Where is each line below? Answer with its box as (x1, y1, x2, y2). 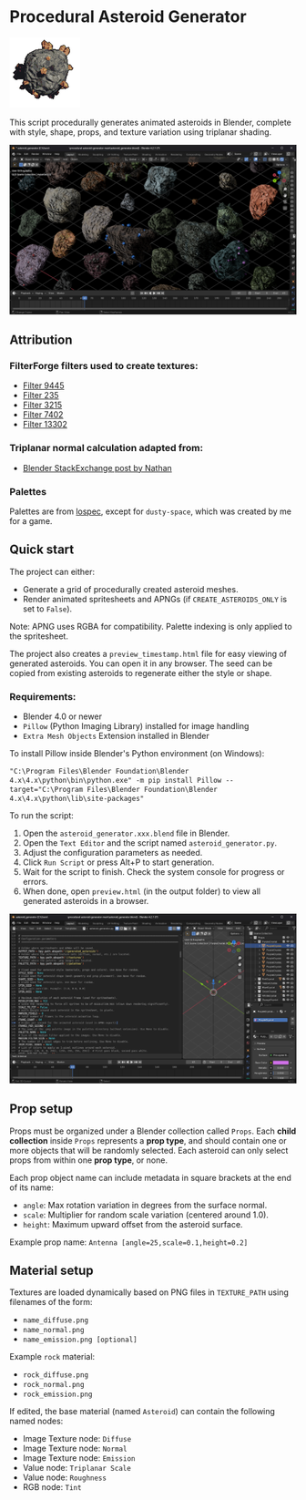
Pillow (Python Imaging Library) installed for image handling (22, 721, 250, 732)
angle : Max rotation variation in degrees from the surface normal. (22, 1199, 268, 1210)
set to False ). (22, 603, 73, 614)
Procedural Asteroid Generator (9, 6, 248, 27)
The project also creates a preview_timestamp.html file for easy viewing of (9, 648, 288, 659)
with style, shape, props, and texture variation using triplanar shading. (9, 126, 272, 138)
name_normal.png (22, 1326, 85, 1335)
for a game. (9, 515, 53, 526)
